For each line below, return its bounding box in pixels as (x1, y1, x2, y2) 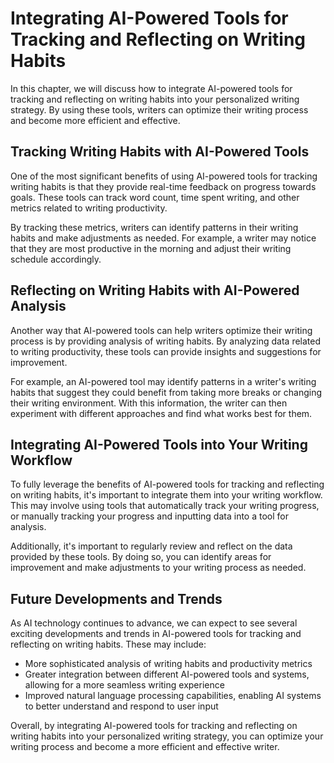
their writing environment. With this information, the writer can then (10, 397, 288, 409)
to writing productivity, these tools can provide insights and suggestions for (10, 345, 322, 357)
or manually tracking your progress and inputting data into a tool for (10, 510, 289, 522)
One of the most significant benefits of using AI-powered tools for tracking (10, 170, 318, 182)
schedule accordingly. (10, 253, 102, 265)
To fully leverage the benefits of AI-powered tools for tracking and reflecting (10, 478, 325, 491)
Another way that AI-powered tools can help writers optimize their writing (10, 324, 313, 336)
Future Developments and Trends (10, 590, 223, 607)
